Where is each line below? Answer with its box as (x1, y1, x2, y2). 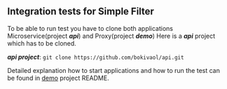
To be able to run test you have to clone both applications (7, 24, 174, 32)
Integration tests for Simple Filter (7, 6, 154, 18)
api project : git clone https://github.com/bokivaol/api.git (7, 53, 184, 61)
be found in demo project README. (7, 74, 110, 82)
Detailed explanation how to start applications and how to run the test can (7, 66, 221, 74)
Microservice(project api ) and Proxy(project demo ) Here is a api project (7, 32, 216, 40)
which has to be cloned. (7, 39, 77, 48)
